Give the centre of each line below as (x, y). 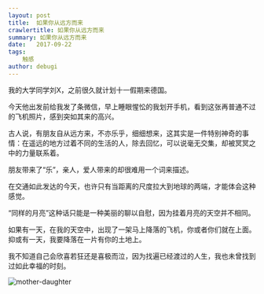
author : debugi (33, 67)
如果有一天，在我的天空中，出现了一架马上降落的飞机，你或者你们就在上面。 (132, 230)
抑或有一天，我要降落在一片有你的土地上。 (77, 239)
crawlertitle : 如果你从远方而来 (56, 30)
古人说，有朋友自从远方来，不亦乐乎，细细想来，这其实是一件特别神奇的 (125, 133)
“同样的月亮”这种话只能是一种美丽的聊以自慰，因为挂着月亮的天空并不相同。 (132, 212)
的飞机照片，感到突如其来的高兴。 (63, 116)
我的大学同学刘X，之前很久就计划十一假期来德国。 (90, 90)
